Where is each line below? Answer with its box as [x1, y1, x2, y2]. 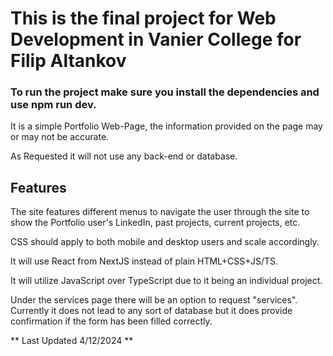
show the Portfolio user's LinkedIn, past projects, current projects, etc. [10, 217, 301, 229]
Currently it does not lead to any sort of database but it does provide [10, 305, 293, 317]
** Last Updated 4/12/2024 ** [10, 335, 134, 347]
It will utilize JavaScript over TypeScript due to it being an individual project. [10, 275, 323, 287]
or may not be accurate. [10, 131, 110, 143]
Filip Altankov [10, 50, 127, 72]
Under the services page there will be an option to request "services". [10, 294, 298, 306]
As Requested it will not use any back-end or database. [10, 150, 238, 162]
